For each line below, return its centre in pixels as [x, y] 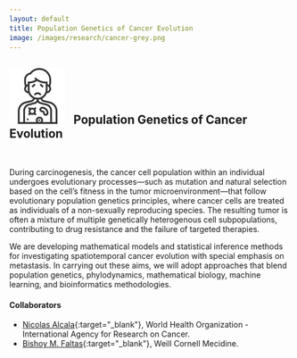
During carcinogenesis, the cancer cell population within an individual [137, 172]
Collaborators [35, 304]
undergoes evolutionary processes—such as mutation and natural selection [148, 182]
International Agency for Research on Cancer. [106, 334]
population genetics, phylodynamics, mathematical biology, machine [135, 275]
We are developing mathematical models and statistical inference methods [146, 246]
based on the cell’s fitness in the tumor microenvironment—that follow [138, 191]
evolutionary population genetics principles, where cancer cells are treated [147, 201]
